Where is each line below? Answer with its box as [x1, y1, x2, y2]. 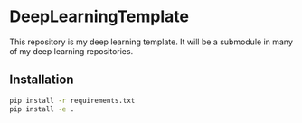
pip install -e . [9, 104, 75, 114]
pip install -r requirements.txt [9, 96, 136, 105]
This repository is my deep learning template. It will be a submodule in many [9, 36, 294, 47]
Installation [9, 72, 74, 88]
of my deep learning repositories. [9, 45, 134, 56]
